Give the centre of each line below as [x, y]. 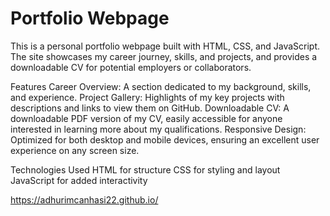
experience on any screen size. [75, 150]
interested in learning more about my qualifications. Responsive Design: [158, 129]
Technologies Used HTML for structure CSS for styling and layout [145, 169]
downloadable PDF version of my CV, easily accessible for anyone [146, 118]
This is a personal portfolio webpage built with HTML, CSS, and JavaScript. [165, 46]
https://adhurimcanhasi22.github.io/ [84, 199]
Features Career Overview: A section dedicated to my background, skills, [161, 86]
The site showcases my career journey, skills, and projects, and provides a [164, 56]
